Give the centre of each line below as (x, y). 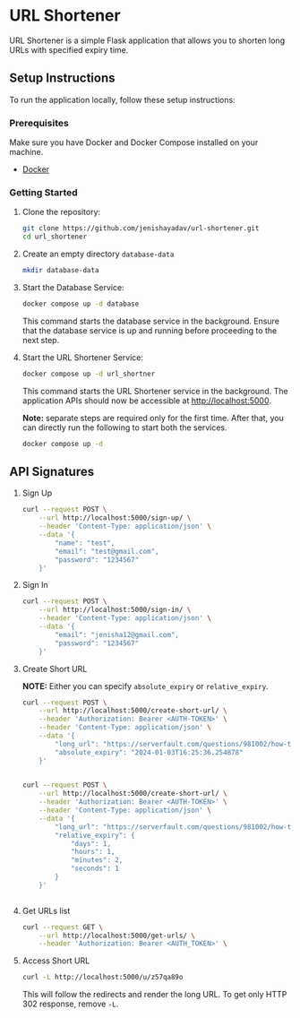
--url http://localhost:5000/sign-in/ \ (115, 610)
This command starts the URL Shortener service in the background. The (155, 391)
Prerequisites (39, 123)
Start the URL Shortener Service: (83, 357)
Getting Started (43, 192)
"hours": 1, (93, 852)
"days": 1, (91, 843)
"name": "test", (85, 543)
